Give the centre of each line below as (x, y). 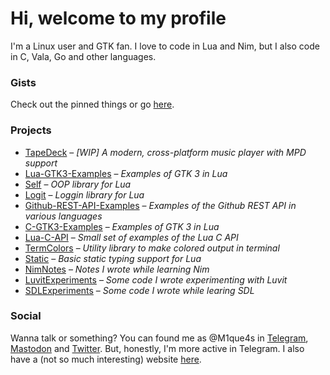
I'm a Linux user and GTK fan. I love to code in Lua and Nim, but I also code (165, 46)
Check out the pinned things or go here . (92, 104)
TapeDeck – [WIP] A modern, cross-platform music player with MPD (165, 152)
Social (26, 316)
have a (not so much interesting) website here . (106, 359)
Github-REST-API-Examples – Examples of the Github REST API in (160, 205)
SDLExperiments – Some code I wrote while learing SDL (139, 290)
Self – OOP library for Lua (78, 184)
